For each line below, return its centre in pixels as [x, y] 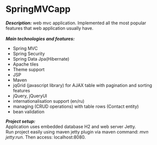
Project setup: [21, 121]
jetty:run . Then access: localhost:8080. [46, 137]
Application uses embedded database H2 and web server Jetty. [71, 126]
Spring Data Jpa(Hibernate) [41, 59]
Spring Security [29, 54]
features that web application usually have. [49, 28]
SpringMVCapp [38, 9]
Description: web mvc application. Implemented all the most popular [76, 23]
